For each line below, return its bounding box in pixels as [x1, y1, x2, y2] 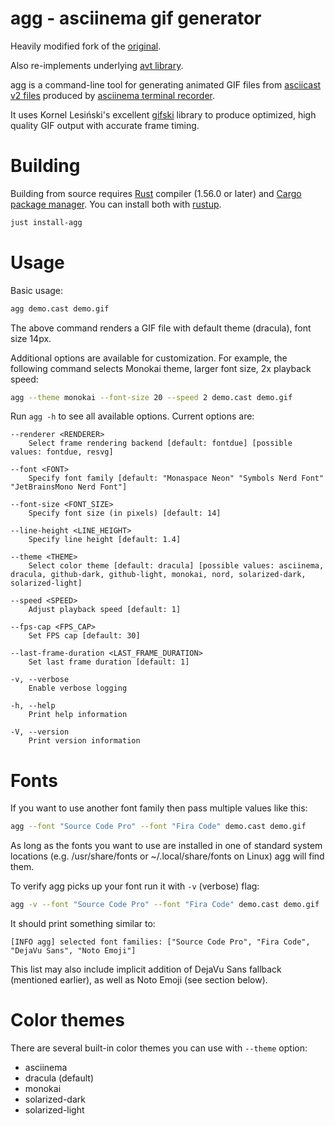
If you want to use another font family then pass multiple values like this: [10, 802, 308, 814]
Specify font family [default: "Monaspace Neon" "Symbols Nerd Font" [28, 473, 325, 484]
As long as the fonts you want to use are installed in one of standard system [10, 840, 323, 852]
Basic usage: [10, 284, 64, 296]
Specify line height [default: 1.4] [28, 535, 182, 545]
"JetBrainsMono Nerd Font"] [10, 482, 128, 492]
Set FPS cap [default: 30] [28, 631, 141, 641]
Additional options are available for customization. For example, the [10, 352, 288, 364]
